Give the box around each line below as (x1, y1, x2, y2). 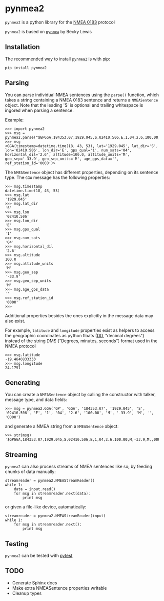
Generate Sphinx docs (12, 579, 57, 586)
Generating (5, 378, 41, 387)
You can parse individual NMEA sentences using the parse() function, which (5, 92, 159, 98)
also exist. (5, 318, 25, 324)
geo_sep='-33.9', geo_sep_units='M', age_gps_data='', (5, 156, 119, 161)
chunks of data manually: (5, 469, 56, 475)
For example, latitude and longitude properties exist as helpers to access (5, 327, 155, 333)
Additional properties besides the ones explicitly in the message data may (5, 312, 154, 319)
